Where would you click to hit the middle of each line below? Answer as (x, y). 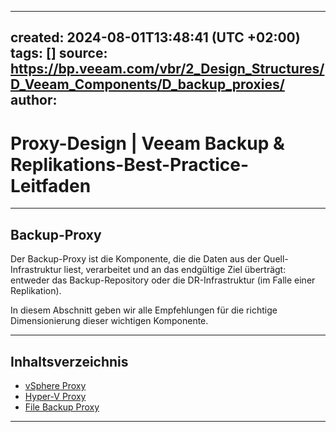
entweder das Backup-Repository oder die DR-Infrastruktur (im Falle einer (163, 280)
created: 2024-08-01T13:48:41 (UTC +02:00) (155, 37)
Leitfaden (51, 185)
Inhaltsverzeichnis (69, 361)
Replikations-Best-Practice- (130, 164)
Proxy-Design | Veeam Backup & (147, 143)
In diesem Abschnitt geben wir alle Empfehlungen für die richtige (144, 310)
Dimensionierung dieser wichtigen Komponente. (109, 321)
